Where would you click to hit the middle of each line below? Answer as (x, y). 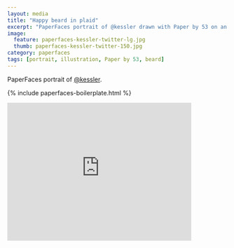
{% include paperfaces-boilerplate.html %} (69, 92)
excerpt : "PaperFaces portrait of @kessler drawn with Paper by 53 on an (117, 27)
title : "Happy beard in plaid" (53, 20)
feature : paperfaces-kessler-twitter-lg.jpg (80, 40)
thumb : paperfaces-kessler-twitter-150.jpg (78, 46)
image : (17, 33)
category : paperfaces (39, 53)
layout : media (28, 14)
